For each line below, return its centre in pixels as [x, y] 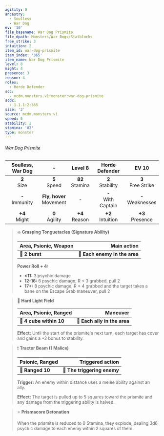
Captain [108, 206]
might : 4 [14, 69]
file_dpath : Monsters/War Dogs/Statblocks [49, 37]
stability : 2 [18, 123]
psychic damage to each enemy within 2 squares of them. [75, 429]
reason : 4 [15, 78]
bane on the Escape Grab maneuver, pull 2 [67, 291]
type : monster [20, 132]
